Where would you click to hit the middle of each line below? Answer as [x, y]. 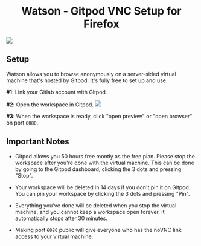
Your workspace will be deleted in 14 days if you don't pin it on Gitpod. [103, 187]
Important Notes [38, 142]
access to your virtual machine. [54, 236]
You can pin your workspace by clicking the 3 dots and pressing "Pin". [102, 193]
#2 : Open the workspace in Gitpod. [50, 105]
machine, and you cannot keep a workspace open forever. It [90, 212]
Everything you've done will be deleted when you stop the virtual [96, 205]
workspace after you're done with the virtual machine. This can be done [104, 163]
